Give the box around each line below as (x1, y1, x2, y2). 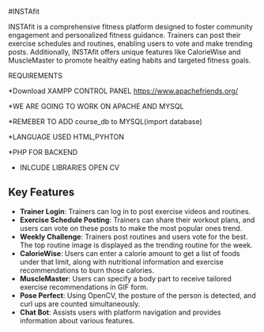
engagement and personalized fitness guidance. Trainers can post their (8, 31, 241, 40)
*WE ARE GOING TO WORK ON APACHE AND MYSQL (8, 102, 184, 111)
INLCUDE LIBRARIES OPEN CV (19, 163, 120, 172)
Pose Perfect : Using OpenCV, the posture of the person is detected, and (19, 290, 256, 300)
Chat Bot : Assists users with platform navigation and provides (19, 307, 221, 317)
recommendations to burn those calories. (19, 265, 154, 275)
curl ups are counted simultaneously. (19, 299, 141, 308)
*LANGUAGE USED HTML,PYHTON (8, 132, 125, 141)
